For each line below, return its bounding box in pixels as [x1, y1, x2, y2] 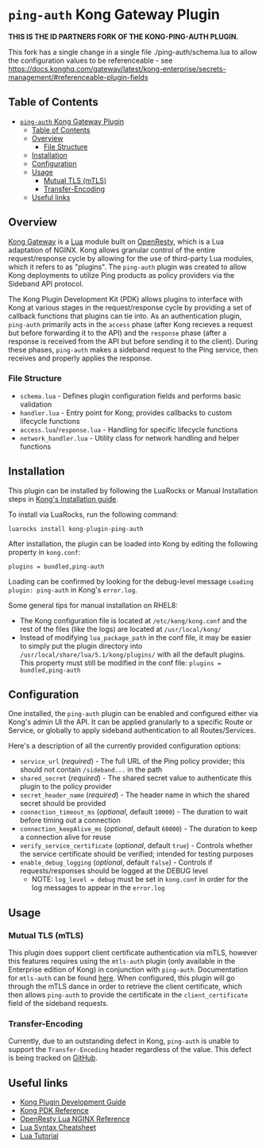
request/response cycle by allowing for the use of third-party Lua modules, [8, 253, 254, 263]
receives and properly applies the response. [8, 353, 152, 363]
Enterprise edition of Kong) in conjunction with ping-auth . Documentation [8, 965, 249, 974]
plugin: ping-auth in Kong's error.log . [8, 585, 137, 595]
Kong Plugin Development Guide [19, 1097, 126, 1107]
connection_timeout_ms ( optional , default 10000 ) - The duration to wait [19, 807, 249, 817]
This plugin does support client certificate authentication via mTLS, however [8, 948, 258, 957]
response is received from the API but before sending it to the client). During [8, 336, 258, 346]
